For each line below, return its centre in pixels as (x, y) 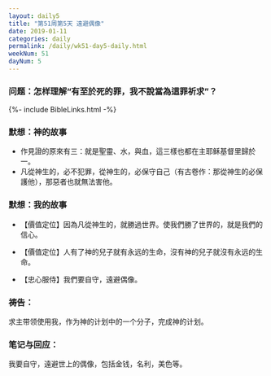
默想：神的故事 (38, 133)
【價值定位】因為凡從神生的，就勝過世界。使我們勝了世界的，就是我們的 (141, 224)
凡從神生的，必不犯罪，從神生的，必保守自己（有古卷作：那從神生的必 (138, 172)
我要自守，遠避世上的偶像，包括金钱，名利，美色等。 (98, 364)
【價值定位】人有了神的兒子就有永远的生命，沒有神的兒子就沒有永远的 (138, 251)
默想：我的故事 (38, 205)
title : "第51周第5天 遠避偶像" (57, 24)
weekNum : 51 (28, 54)
